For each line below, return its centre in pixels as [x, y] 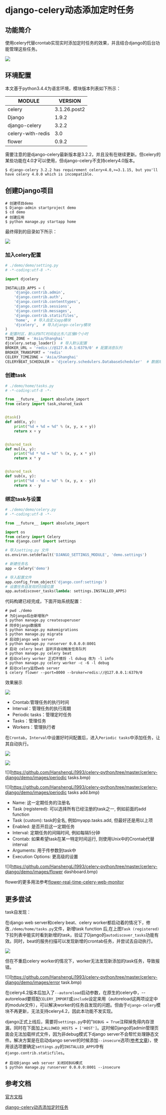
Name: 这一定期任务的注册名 [41, 803]
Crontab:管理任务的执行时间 [41, 703]
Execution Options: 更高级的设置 [45, 857]
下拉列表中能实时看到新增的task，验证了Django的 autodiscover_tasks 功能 [80, 935]
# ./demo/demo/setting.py [32, 265]
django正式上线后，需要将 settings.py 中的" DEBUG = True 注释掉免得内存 [78, 1022]
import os [15, 532]
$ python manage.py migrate [34, 634]
